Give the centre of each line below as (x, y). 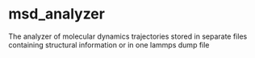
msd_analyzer (56, 14)
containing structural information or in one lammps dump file (109, 44)
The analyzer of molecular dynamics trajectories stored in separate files (128, 36)
